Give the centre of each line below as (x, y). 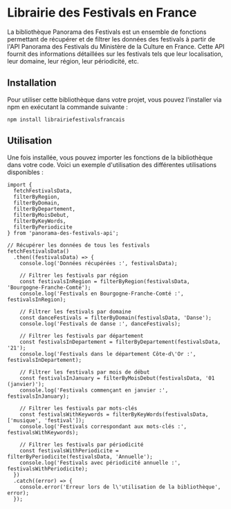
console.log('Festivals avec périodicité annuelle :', (100, 463)
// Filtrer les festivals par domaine (75, 311)
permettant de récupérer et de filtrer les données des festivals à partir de (111, 39)
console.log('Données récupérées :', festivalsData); (99, 263)
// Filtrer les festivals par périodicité (82, 444)
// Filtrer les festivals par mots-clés (78, 408)
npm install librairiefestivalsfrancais (66, 119)
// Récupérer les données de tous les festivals (78, 245)
